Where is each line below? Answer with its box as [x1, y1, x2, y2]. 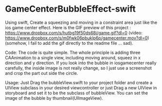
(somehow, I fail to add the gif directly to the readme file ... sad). [5, 40, 134, 46]
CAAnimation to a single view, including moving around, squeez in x [5, 54, 141, 60]
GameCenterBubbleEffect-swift [5, 3, 136, 15]
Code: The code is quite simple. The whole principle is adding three [5, 50, 141, 55]
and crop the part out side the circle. [5, 70, 78, 76]
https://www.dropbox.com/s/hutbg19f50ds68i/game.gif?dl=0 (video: [5, 30, 143, 35]
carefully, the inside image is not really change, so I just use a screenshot [5, 65, 152, 71]
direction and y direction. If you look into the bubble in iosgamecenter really [5, 60, 157, 66]
